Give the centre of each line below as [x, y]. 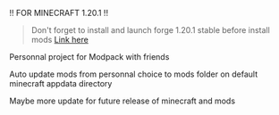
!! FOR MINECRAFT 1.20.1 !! [59, 13]
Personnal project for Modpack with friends [89, 57]
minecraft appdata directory [61, 83]
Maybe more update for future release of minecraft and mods [122, 101]
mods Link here [60, 40]
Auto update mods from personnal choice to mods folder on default [134, 74]
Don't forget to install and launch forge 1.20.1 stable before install [150, 30]
